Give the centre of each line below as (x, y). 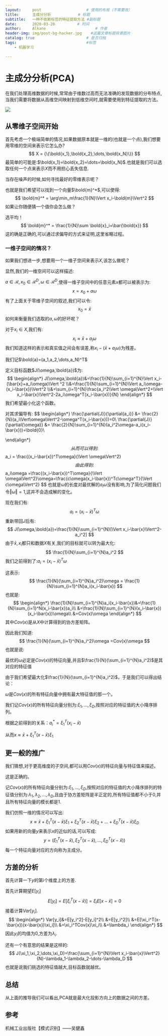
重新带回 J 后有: (21, 521)
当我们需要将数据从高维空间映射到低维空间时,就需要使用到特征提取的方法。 (83, 99)
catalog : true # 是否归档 (56, 38)
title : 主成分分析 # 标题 (48, 15)
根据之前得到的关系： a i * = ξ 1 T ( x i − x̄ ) (43, 723)
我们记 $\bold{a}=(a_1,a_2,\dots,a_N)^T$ (47, 360)
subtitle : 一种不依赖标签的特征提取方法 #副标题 (53, 19)
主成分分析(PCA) (40, 78)
